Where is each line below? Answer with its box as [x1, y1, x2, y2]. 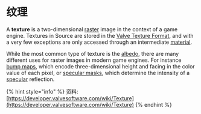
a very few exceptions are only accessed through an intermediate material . [6, 38, 193, 46]
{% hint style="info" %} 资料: [6, 88, 78, 95]
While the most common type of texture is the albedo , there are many [6, 50, 179, 57]
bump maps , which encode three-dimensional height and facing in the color [6, 62, 195, 70]
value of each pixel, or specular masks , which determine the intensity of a [6, 69, 190, 76]
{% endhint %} [135, 101, 172, 108]
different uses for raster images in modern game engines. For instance [6, 56, 182, 64]
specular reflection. [6, 76, 55, 83]
